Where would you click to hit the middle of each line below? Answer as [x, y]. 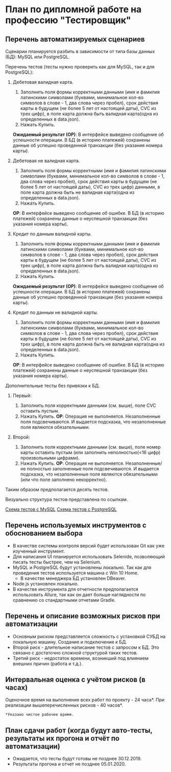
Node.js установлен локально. [46, 583]
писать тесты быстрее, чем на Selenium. [57, 562]
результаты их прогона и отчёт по [63, 738]
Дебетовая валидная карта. [43, 82]
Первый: [22, 395]
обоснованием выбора [44, 533]
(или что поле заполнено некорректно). [64, 480]
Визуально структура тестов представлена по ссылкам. [67, 499]
